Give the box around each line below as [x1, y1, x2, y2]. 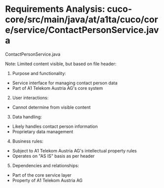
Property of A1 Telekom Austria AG [12, 177, 83, 183]
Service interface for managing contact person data [12, 80, 118, 86]
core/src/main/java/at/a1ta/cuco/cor [5, 14, 159, 25]
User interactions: [12, 95, 49, 101]
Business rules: [12, 138, 43, 144]
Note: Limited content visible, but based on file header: [5, 61, 117, 67]
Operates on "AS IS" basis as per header [12, 153, 95, 159]
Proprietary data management [12, 128, 73, 134]
